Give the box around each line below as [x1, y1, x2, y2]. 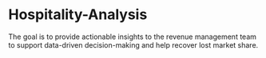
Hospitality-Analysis [8, 6, 148, 24]
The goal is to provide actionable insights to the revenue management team [8, 32, 257, 41]
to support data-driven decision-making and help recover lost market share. [8, 40, 259, 49]
